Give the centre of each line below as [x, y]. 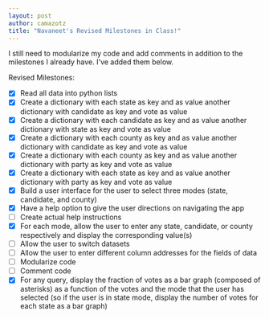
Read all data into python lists [69, 93]
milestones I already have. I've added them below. [91, 62]
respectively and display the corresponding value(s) [106, 235]
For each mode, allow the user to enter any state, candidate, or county [136, 226]
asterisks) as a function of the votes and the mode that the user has [132, 289]
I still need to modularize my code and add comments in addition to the [126, 54]
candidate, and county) [59, 199]
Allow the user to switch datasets [75, 243]
